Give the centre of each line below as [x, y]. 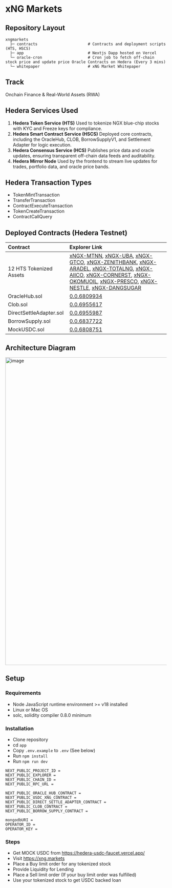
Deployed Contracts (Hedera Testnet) [67, 233]
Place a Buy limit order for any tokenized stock [62, 864]
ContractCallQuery [33, 217]
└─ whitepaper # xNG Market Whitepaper [75, 67]
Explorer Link [86, 247]
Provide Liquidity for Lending [43, 870]
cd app [19, 745]
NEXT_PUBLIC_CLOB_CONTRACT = [36, 807]
